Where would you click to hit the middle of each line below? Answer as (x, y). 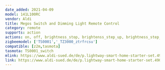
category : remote (23, 28)
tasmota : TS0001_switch (29, 51)
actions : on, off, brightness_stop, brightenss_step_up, (65, 37)
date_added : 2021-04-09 (29, 10)
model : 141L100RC (23, 14)
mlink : (12, 55)
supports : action (23, 33)
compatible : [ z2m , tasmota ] (33, 46)
